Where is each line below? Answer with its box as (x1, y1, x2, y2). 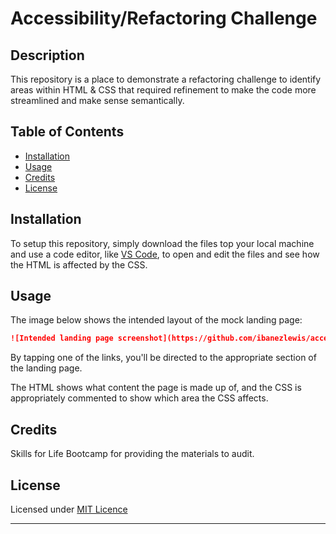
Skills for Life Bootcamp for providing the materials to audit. (10, 448, 255, 460)
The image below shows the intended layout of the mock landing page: (10, 314, 303, 326)
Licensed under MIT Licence (10, 503, 128, 515)
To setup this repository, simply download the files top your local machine (10, 237, 315, 249)
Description (10, 47, 85, 64)
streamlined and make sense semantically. (10, 95, 185, 106)
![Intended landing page (10, 333, 114, 344)
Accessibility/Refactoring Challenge (10, 7, 318, 30)
